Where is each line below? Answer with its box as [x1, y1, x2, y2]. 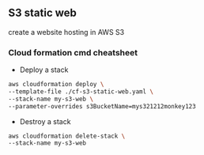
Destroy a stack [19, 116, 71, 126]
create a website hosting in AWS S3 [8, 27, 125, 36]
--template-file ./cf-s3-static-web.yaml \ [8, 87, 154, 96]
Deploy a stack [19, 65, 69, 74]
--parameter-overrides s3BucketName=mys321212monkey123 [8, 102, 196, 110]
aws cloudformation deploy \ [8, 81, 104, 89]
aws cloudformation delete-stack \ [8, 132, 126, 140]
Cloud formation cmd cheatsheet [8, 47, 138, 58]
